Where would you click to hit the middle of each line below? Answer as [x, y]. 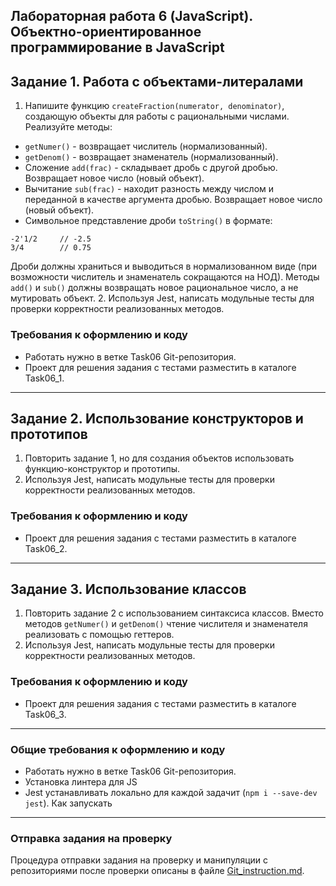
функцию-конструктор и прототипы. [102, 469]
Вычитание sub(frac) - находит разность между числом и [149, 189]
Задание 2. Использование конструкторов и [157, 418]
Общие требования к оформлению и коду [118, 749]
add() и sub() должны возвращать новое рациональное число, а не [154, 288]
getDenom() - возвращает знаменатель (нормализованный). [151, 157]
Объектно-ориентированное [106, 32]
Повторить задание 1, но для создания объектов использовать [159, 458]
